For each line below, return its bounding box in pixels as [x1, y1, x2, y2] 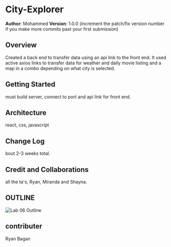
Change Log [5, 137, 45, 145]
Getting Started [5, 80, 56, 89]
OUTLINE [5, 193, 35, 203]
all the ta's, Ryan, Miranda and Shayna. [5, 179, 87, 185]
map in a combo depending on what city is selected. [5, 65, 115, 71]
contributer [5, 222, 42, 231]
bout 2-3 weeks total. [5, 150, 51, 156]
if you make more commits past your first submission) [5, 26, 118, 32]
